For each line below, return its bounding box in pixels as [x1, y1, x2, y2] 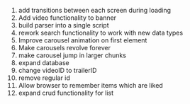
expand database [18, 59, 69, 67]
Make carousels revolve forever [18, 44, 111, 52]
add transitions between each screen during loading [18, 6, 172, 14]
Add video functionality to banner [18, 13, 116, 22]
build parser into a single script [18, 21, 109, 29]
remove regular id [18, 74, 70, 82]
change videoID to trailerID [18, 67, 97, 74]
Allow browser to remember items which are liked [18, 81, 164, 89]
